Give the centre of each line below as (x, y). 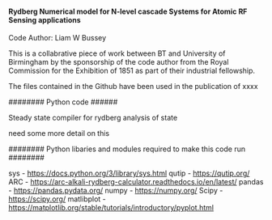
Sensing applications (45, 19)
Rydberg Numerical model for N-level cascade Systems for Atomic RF (128, 11)
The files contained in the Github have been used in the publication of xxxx (133, 87)
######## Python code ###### (63, 102)
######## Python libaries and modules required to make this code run (127, 149)
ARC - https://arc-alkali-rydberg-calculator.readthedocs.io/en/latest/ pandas (136, 182)
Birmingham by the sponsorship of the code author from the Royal (119, 62)
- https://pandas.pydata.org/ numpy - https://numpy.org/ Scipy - (116, 191)
